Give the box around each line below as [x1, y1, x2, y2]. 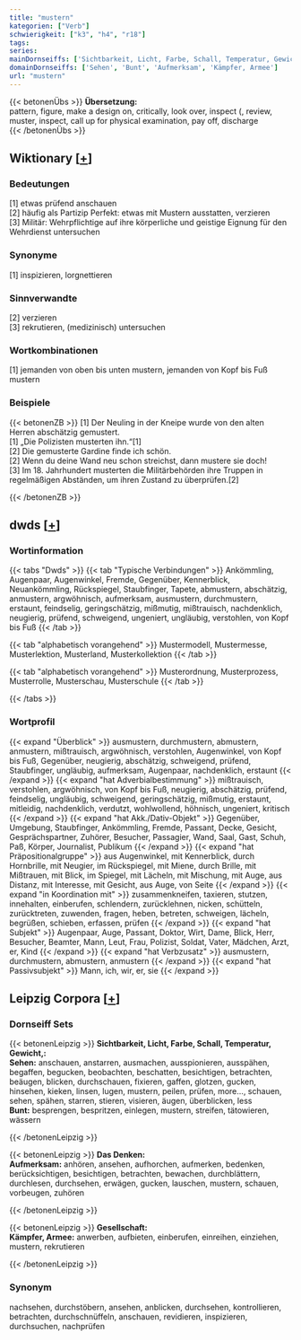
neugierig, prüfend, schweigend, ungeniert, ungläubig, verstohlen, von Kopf [9, 612, 289, 624]
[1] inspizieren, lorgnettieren [9, 269, 113, 280]
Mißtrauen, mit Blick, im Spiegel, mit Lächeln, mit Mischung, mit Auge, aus [9, 870, 282, 880]
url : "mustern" [9, 72, 66, 81]
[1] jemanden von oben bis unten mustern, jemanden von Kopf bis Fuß [9, 364, 269, 375]
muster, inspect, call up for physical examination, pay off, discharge [9, 115, 259, 126]
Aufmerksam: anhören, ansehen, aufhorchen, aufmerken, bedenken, [9, 1159, 266, 1169]
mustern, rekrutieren [9, 1241, 85, 1252]
